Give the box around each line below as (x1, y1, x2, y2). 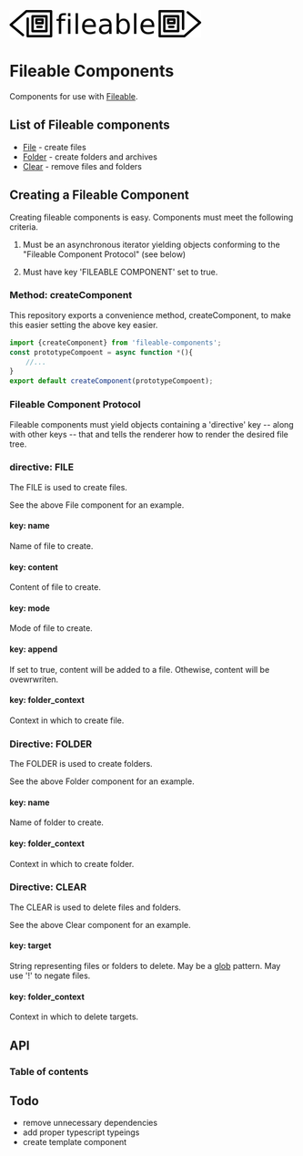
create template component (22, 1137, 127, 1148)
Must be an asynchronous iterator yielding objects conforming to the (22, 239, 280, 250)
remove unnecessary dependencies (22, 1118, 157, 1129)
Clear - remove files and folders (22, 160, 143, 171)
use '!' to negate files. (9, 970, 91, 981)
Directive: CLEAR (9, 881, 87, 893)
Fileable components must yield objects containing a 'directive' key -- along (9, 418, 294, 429)
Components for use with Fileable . (9, 90, 138, 101)
